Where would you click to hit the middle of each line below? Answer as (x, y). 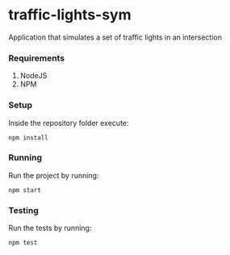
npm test (23, 243)
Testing (23, 210)
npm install (28, 138)
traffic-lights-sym (70, 15)
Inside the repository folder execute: (69, 123)
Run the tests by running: (50, 228)
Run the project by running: (54, 175)
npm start (25, 190)
